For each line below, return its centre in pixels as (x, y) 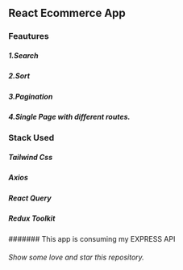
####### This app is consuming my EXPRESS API (92, 238)
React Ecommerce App (67, 13)
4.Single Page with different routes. (69, 117)
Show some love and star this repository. (77, 257)
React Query (30, 198)
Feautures (29, 36)
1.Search (23, 55)
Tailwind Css (31, 157)
